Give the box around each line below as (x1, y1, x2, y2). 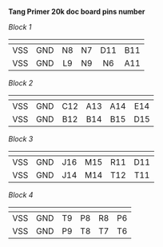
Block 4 (8, 190, 34, 199)
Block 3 (8, 134, 34, 143)
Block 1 (8, 22, 32, 31)
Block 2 (8, 78, 34, 87)
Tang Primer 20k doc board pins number (8, 7, 145, 16)
